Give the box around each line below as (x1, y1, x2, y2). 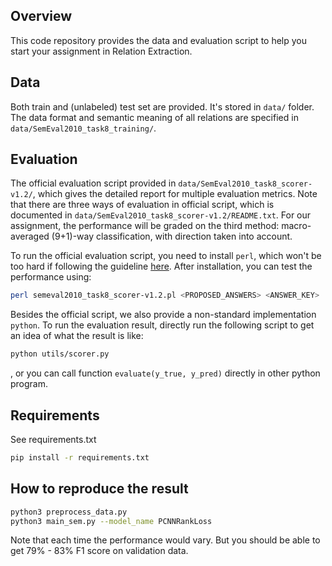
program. (10, 378, 49, 390)
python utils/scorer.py (10, 349, 110, 359)
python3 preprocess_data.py (10, 507, 128, 517)
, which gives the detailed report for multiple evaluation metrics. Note (32, 188, 318, 200)
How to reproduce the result (10, 480, 189, 498)
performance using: (10, 271, 92, 283)
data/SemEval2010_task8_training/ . (10, 122, 157, 134)
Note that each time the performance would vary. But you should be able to (10, 534, 321, 546)
